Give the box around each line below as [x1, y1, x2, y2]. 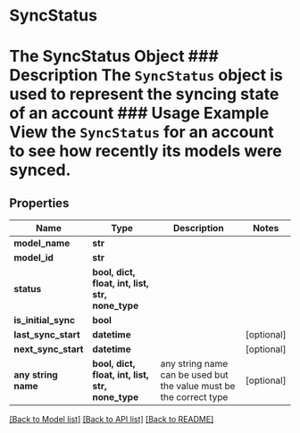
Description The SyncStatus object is [9, 65, 283, 86]
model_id [13, 252, 54, 264]
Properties [9, 196, 70, 211]
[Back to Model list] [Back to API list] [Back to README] [9, 414, 214, 425]
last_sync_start [13, 329, 80, 341]
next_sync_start [13, 343, 84, 355]
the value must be [160, 380, 236, 393]
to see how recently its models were [9, 141, 283, 162]
